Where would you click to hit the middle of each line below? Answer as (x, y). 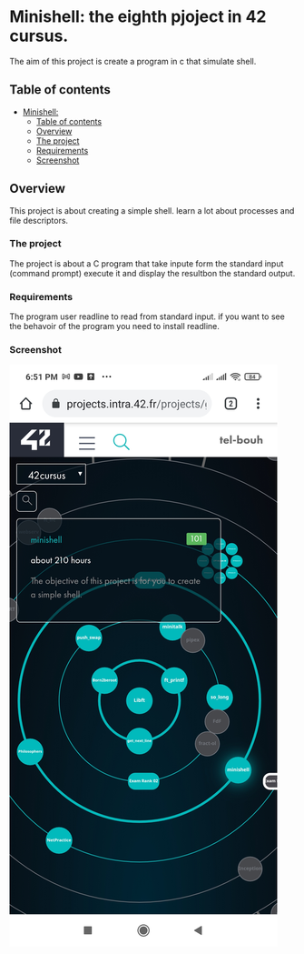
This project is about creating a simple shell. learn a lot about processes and (152, 210)
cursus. (39, 36)
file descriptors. (39, 220)
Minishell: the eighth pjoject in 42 (138, 17)
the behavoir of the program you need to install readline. (114, 326)
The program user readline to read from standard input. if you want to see (147, 316)
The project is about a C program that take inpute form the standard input (147, 263)
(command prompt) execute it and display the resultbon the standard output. (152, 273)
